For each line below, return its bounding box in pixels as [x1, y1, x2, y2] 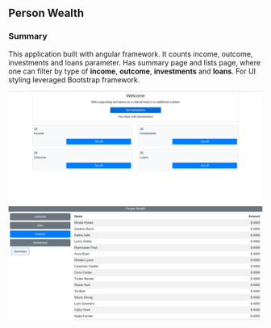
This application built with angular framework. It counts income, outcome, [8, 48, 253, 59]
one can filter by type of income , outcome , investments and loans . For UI [8, 66, 256, 76]
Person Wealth [8, 6, 85, 20]
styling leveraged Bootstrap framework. [8, 74, 140, 84]
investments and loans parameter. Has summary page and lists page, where [8, 57, 261, 67]
